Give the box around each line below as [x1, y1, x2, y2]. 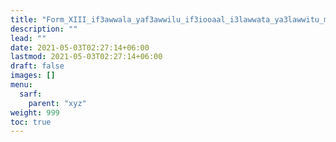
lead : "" [10, 33, 47, 43]
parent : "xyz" [28, 98, 87, 108]
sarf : [19, 89, 43, 99]
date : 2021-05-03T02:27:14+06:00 [10, 42, 150, 53]
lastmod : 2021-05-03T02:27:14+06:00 [10, 52, 163, 62]
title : [10, 14, 38, 25]
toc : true [10, 117, 52, 127]
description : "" [10, 24, 78, 34]
